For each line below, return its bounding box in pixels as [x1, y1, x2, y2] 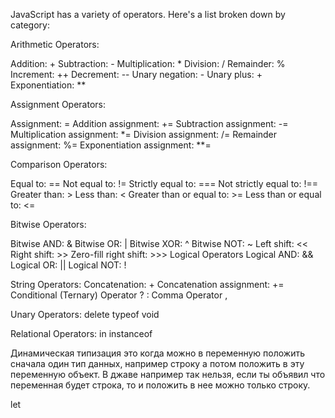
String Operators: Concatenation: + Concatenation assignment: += [10, 279, 285, 290]
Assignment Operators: [10, 99, 107, 110]
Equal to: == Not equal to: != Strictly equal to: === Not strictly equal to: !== [10, 178, 318, 189]
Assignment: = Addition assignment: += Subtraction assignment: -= [10, 118, 289, 129]
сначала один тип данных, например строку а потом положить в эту [10, 358, 305, 369]
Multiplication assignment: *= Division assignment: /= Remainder [10, 129, 278, 140]
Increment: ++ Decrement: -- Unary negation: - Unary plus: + [10, 69, 263, 80]
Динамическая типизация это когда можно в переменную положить [10, 347, 306, 359]
